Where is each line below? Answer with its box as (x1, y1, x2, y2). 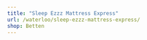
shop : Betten (7, 22, 45, 29)
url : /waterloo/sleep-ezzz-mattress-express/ (7, 16, 140, 23)
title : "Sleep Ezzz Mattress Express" (7, 9, 119, 17)
